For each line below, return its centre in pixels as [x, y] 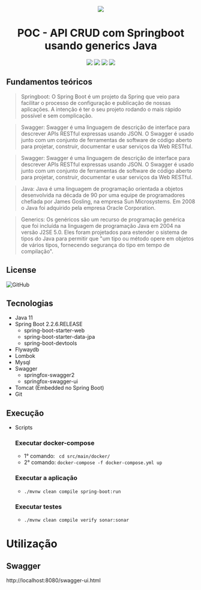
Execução [25, 413]
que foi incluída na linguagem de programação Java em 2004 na [101, 225]
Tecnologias [30, 303]
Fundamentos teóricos [49, 82]
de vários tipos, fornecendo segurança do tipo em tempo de [95, 245]
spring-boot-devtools [50, 343]
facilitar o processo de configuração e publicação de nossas [96, 103]
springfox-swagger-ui [51, 381]
